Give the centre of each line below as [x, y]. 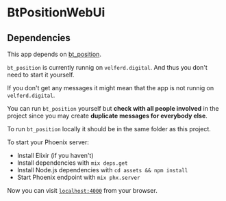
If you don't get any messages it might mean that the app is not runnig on [111, 88]
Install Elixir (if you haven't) [55, 156]
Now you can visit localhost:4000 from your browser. [82, 190]
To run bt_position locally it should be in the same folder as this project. [109, 129]
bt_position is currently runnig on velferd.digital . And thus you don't [107, 67]
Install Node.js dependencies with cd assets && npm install [102, 170]
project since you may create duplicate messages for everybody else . [107, 116]
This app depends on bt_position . [54, 54]
